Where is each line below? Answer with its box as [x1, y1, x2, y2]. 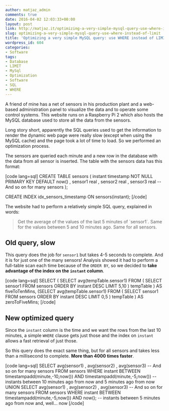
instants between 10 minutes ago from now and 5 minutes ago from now [5, 379, 155, 385]
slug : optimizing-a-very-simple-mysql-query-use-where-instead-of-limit [5, 31, 161, 36]
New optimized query [5, 314, 74, 322]
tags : [5, 54, 17, 60]
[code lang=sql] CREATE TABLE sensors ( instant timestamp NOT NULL [5, 173, 153, 179]
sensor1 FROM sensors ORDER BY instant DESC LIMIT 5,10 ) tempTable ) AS [5, 283, 162, 289]
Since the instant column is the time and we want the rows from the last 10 [5, 327, 161, 333]
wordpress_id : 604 [5, 40, 44, 45]
